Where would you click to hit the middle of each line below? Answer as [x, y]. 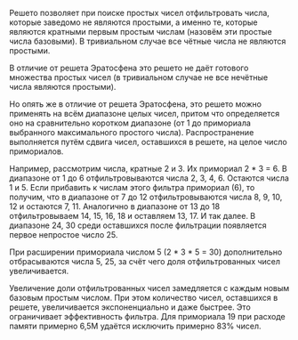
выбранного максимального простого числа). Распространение [132, 132]
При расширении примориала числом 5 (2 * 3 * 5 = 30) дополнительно [146, 252]
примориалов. [36, 151]
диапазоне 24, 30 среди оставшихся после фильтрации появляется [138, 225]
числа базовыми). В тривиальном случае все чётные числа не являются [148, 41]
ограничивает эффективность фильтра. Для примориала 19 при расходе [148, 316]
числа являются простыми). [63, 87]
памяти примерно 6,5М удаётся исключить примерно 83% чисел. [135, 326]
